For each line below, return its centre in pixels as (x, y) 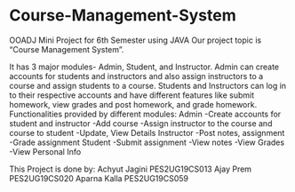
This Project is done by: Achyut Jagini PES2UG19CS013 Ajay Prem (130, 169)
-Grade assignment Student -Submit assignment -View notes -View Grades (147, 142)
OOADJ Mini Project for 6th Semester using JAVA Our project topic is (136, 40)
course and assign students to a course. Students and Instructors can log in (148, 85)
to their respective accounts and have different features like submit (132, 95)
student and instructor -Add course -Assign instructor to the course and (141, 123)
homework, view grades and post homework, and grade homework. (133, 104)
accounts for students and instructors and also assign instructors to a (136, 76)
